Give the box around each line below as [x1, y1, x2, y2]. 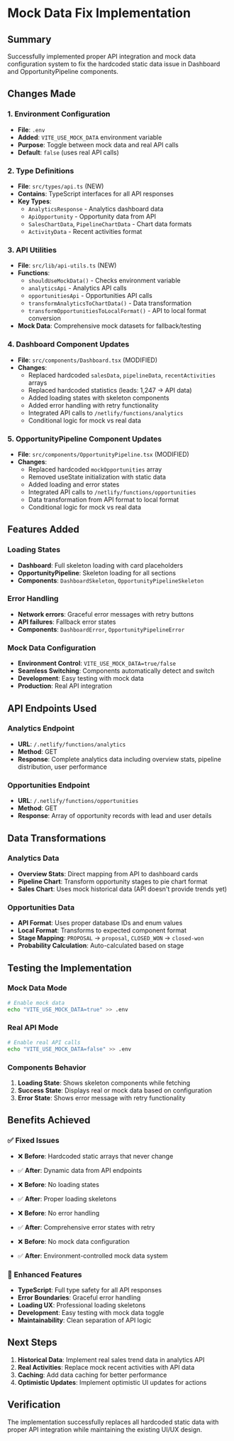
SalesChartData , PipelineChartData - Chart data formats [28, 219, 192, 228]
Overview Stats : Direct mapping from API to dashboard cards [17, 869, 199, 878]
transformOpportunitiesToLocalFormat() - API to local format [28, 307, 207, 315]
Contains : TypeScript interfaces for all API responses [17, 189, 174, 198]
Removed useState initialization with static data [28, 472, 167, 481]
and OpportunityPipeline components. [7, 68, 119, 75]
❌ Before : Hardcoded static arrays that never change [17, 1152, 174, 1160]
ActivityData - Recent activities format [28, 227, 143, 235]
